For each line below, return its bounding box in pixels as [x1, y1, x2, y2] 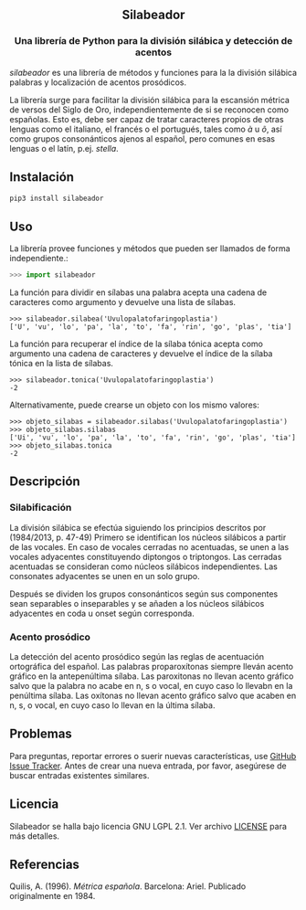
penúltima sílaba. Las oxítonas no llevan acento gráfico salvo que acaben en [9, 690, 297, 702]
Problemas [9, 726, 73, 742]
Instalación [9, 169, 75, 185]
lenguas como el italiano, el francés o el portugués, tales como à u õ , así [9, 123, 282, 134]
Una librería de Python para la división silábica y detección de [14, 35, 293, 48]
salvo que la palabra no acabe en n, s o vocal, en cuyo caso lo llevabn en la [9, 681, 293, 692]
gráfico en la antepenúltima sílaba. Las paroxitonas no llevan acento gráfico [9, 671, 294, 682]
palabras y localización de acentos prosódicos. [9, 77, 187, 88]
